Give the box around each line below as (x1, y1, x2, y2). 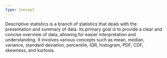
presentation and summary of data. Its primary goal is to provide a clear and (5, 26, 162, 32)
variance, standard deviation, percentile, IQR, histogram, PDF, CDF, (5, 42, 144, 48)
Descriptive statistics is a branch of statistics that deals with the (5, 21, 137, 27)
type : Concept (5, 7, 35, 12)
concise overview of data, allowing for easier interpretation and (5, 31, 136, 37)
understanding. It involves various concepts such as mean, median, (5, 37, 144, 43)
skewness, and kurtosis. (5, 47, 55, 53)
